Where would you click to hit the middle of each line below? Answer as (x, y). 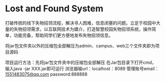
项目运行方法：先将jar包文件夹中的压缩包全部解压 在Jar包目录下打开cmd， (81, 62)
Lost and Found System (54, 9)
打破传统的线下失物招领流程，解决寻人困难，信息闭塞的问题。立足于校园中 (81, 23)
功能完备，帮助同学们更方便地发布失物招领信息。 (63, 35)
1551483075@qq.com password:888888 (46, 74)
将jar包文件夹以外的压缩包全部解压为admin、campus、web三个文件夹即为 (80, 45)
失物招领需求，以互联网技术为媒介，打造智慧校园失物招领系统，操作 (82, 29)
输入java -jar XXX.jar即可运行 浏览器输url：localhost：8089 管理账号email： (82, 68)
